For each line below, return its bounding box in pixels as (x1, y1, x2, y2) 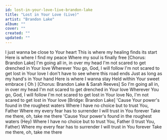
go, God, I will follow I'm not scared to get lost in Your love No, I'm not (5, 91, 149, 98)
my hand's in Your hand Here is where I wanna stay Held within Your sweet (5, 76, 160, 82)
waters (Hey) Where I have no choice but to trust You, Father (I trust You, (5, 118, 155, 124)
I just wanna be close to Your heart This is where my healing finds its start (5, 49, 157, 55)
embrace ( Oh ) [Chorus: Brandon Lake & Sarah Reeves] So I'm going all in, (5, 81, 159, 87)
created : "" (5, 31, 30, 36)
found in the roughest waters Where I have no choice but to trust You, (5, 102, 149, 108)
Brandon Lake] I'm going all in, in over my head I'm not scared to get (5, 60, 146, 66)
